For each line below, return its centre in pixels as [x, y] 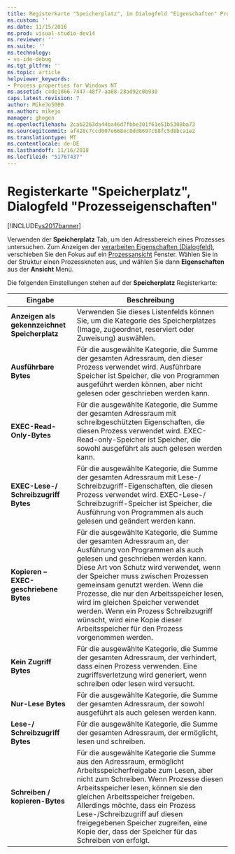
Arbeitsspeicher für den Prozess [130, 629]
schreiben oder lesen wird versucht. [136, 683]
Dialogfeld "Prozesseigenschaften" [113, 206]
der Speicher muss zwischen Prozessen [142, 576]
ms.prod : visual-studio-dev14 [51, 33]
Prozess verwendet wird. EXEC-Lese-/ [141, 494]
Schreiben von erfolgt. [113, 840]
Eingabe [40, 300]
